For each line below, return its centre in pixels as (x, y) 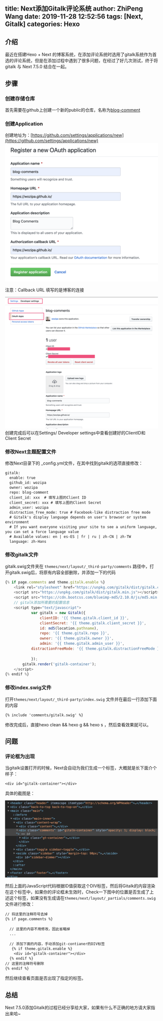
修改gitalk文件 (22, 555)
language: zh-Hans (28, 542)
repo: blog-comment (29, 493)
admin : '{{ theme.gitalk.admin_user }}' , (82, 644)
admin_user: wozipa (29, 508)
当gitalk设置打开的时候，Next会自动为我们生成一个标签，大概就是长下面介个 (81, 768)
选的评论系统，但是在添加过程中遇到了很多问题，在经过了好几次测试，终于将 (81, 61)
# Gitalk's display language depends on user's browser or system (78, 518)
